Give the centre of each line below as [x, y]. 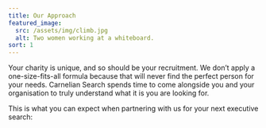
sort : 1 [21, 45]
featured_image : [35, 23]
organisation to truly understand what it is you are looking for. [109, 93]
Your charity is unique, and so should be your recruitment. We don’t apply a [132, 68]
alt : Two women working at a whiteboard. [85, 38]
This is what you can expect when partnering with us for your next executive [133, 109]
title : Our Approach [42, 16]
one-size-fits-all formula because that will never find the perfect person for [131, 76]
